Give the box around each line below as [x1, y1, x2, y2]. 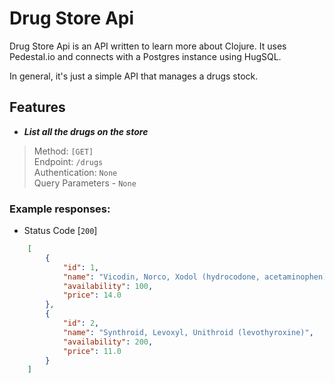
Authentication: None [33, 166, 118, 178]
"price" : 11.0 [62, 346, 122, 356]
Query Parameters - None [33, 177, 137, 189]
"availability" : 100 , [62, 281, 154, 291]
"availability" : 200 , [62, 337, 154, 347]
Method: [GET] [33, 145, 94, 157]
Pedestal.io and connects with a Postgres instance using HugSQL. [9, 50, 282, 62]
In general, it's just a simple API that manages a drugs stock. [9, 70, 259, 82]
